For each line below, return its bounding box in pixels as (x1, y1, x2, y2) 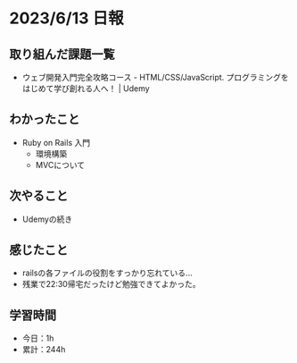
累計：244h (21, 344, 66, 355)
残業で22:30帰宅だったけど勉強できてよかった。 (21, 279, 201, 290)
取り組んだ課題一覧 (9, 46, 115, 62)
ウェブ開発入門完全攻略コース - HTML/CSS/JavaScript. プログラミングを (21, 72, 290, 82)
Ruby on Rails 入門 (21, 137, 91, 148)
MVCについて (35, 159, 86, 170)
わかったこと (9, 112, 80, 127)
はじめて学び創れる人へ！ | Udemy (21, 83, 150, 94)
